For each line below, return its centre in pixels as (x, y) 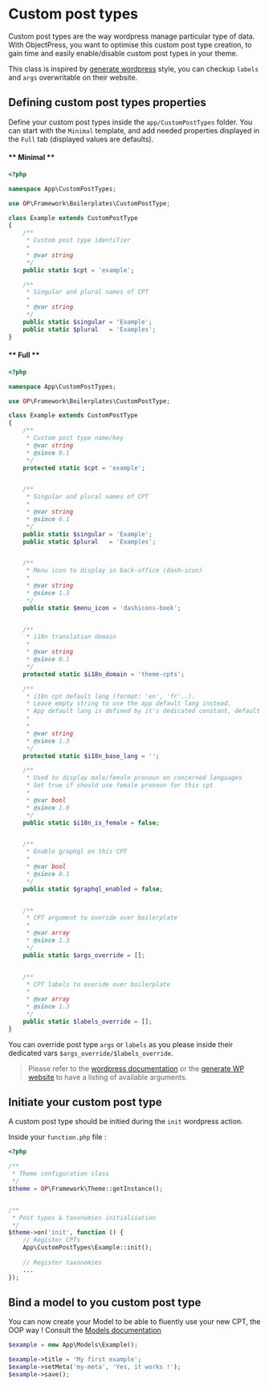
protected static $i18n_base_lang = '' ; (91, 756)
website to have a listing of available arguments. (108, 1077)
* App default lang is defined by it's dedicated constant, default (143, 711)
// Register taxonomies (63, 1262)
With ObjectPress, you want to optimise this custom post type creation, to (130, 44)
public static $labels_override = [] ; (88, 1021)
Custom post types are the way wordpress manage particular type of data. (132, 36)
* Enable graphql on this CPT (77, 852)
